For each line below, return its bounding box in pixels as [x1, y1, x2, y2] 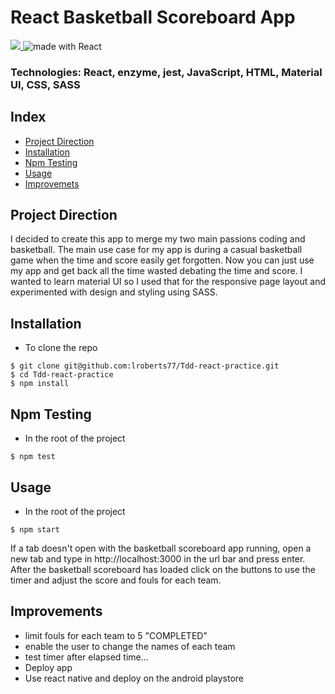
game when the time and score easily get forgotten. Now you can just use [10, 254, 315, 266]
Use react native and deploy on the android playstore [24, 672, 244, 684]
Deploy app [24, 661, 73, 673]
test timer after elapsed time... [24, 651, 149, 663]
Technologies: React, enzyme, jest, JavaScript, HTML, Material [10, 65, 323, 79]
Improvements [10, 603, 103, 620]
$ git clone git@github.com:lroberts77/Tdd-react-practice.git [10, 361, 280, 371]
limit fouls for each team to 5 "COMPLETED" [24, 629, 208, 641]
